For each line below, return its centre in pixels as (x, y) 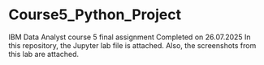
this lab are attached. (44, 54)
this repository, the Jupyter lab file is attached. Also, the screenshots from (132, 45)
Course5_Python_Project (95, 15)
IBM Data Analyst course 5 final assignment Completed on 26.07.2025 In (130, 37)
